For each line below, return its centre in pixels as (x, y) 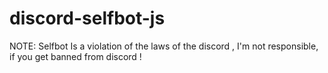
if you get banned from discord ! (75, 56)
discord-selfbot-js (87, 18)
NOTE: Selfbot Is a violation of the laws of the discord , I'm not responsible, (164, 46)
